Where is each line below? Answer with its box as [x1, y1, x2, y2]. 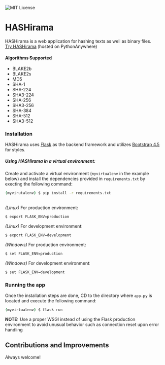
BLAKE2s [12, 71, 32, 77]
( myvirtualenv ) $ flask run [5, 307, 63, 313]
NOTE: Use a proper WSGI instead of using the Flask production [5, 316, 135, 322]
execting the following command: [5, 181, 73, 187]
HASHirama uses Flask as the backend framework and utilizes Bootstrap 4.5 [5, 142, 160, 147]
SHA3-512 [12, 118, 33, 124]
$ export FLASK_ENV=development [5, 233, 71, 238]
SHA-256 [12, 97, 31, 103]
